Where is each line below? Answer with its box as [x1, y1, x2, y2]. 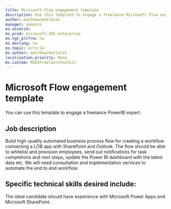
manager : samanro [5, 21, 42, 27]
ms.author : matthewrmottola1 [5, 50, 67, 55]
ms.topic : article [5, 45, 44, 51]
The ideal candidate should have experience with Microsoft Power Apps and [5, 193, 165, 199]
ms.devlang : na [5, 41, 38, 46]
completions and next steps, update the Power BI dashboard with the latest [5, 154, 163, 160]
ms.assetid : [5, 27, 31, 32]
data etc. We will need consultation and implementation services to [5, 159, 146, 166]
